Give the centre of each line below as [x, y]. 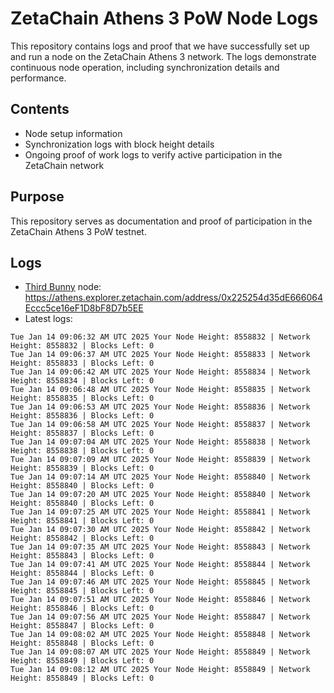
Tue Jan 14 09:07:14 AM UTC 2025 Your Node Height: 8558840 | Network [160, 477]
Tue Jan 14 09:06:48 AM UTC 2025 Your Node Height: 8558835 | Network [160, 390]
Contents [40, 109]
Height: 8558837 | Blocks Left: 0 [82, 433]
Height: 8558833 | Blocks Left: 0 [82, 363]
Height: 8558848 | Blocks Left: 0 [82, 643]
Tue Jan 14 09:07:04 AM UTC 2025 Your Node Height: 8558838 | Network [160, 442]
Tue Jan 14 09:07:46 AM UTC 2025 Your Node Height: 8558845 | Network [160, 582]
